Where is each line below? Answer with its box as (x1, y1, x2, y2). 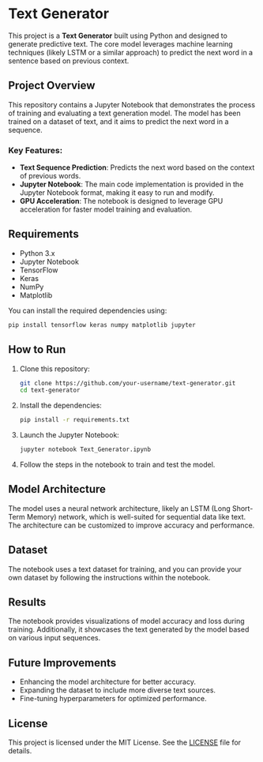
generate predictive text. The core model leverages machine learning (8, 39, 233, 48)
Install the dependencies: (19, 400, 103, 411)
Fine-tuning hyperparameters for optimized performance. (19, 694, 207, 704)
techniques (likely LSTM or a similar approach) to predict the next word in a (8, 47, 254, 57)
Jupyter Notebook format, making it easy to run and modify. (19, 188, 215, 197)
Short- (231, 503, 254, 513)
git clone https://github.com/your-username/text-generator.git (19, 379, 236, 387)
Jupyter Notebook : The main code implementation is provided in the (19, 179, 244, 190)
